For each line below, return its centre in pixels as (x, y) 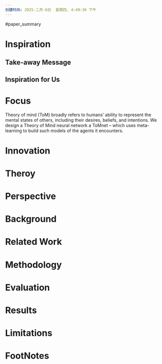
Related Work (34, 242)
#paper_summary (23, 24)
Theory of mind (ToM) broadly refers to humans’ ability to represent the (78, 115)
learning (14, 131)
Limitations (29, 333)
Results (21, 310)
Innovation (28, 151)
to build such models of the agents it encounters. (73, 131)
